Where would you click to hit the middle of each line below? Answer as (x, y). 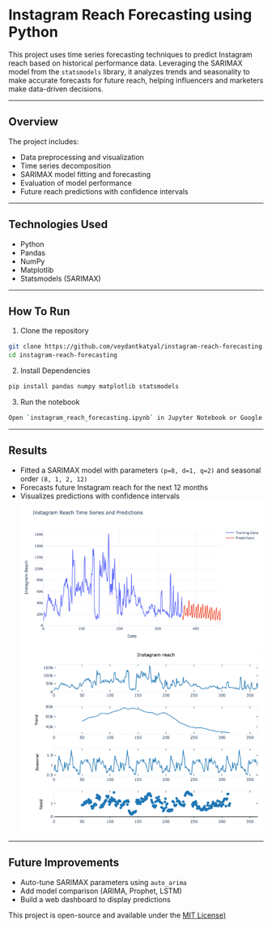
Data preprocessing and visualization (82, 157)
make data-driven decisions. (56, 89)
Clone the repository (54, 331)
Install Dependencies (55, 371)
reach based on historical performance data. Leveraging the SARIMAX (125, 63)
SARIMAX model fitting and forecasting (85, 174)
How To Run (39, 311)
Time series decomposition (66, 165)
